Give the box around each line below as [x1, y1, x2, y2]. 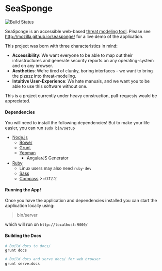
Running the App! [5, 186, 41, 192]
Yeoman [19, 150, 36, 156]
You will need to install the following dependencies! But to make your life [5, 120, 150, 126]
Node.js [12, 135, 28, 140]
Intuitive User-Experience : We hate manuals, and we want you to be [12, 78, 150, 84]
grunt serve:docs [5, 261, 40, 266]
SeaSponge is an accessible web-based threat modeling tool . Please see [5, 28, 151, 34]
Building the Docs [5, 233, 42, 238]
